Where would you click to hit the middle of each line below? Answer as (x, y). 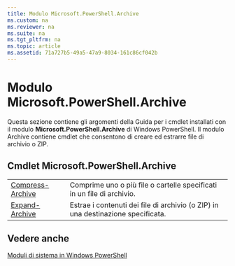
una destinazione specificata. (118, 213)
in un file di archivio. (102, 193)
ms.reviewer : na (31, 27)
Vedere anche (38, 239)
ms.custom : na (28, 20)
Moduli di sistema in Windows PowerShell (67, 255)
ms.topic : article (34, 46)
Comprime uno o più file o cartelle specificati (143, 185)
